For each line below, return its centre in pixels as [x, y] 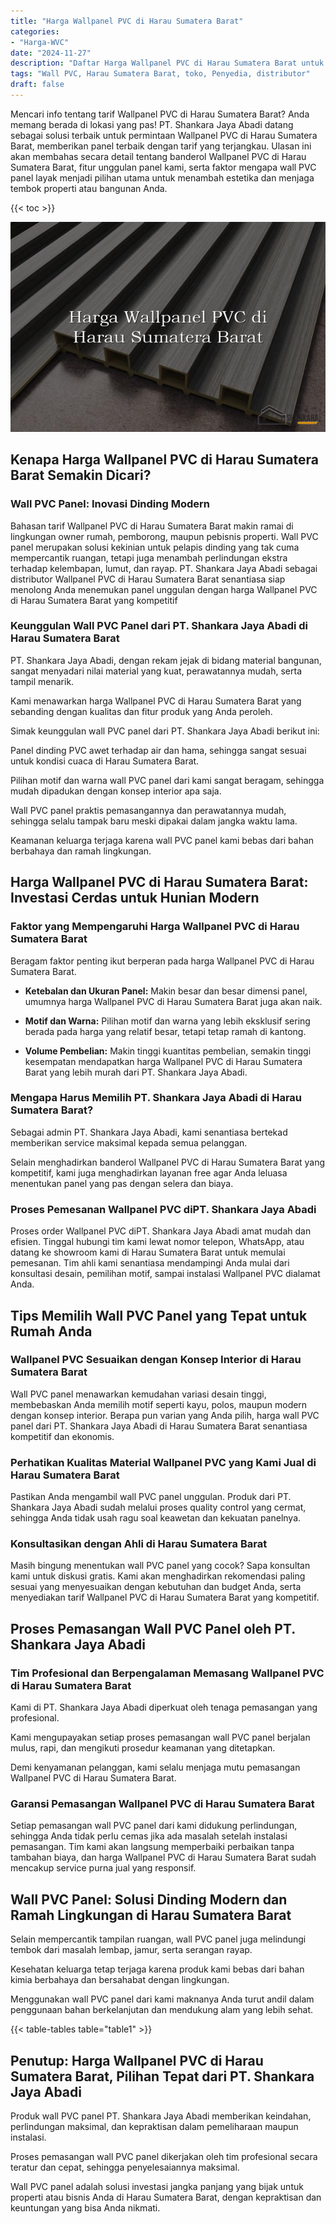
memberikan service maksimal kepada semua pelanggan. [129, 1142]
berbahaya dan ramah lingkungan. [81, 851]
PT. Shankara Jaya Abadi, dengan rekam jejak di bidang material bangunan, [166, 660]
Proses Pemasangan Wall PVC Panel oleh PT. [153, 1628]
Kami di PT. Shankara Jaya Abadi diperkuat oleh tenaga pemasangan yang [164, 1707]
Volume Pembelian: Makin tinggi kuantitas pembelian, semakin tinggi [168, 1051]
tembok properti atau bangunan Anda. [89, 188]
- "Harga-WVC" [40, 42]
